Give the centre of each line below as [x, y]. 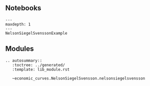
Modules [20, 49]
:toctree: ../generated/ [39, 65]
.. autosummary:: [24, 61]
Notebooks [23, 8]
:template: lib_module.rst [41, 69]
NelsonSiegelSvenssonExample [36, 33]
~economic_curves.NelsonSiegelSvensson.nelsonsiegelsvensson [79, 78]
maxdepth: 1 [18, 24]
